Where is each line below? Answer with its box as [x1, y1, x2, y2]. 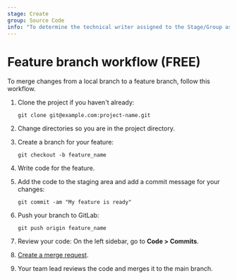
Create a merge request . [17, 251, 89, 260]
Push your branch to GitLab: [17, 211, 99, 219]
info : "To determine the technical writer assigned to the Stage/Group [7, 23, 222, 30]
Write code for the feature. [17, 164, 95, 173]
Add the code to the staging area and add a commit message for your [17, 178, 220, 186]
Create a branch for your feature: [17, 138, 114, 147]
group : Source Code [7, 17, 65, 24]
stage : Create [7, 10, 49, 18]
